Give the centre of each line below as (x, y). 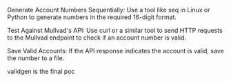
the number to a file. (36, 58)
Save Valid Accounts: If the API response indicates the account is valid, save (115, 51)
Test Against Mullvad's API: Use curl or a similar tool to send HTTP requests (115, 30)
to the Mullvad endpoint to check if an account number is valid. (97, 38)
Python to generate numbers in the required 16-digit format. (92, 17)
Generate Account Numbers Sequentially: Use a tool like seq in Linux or (109, 10)
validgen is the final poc (41, 71)
